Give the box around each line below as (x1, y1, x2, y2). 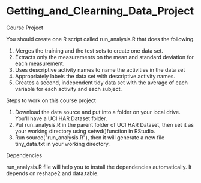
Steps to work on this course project (6, 97, 96, 104)
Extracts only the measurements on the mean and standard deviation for (14, 53, 194, 60)
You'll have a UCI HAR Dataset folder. (14, 115, 107, 122)
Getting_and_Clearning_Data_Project (6, 4, 194, 18)
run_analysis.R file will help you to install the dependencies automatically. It (6, 163, 192, 170)
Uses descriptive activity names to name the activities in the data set (14, 66, 185, 73)
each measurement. (14, 60, 65, 67)
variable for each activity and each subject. (14, 85, 122, 92)
